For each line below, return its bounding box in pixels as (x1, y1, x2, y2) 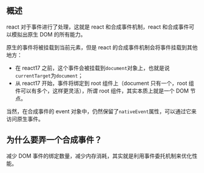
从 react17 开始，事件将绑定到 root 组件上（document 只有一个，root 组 (15, 79, 194, 86)
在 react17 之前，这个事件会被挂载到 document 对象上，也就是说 (15, 64, 170, 71)
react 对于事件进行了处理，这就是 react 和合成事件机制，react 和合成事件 (6, 23, 189, 30)
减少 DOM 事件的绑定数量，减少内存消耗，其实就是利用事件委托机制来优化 (6, 152, 192, 160)
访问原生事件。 (6, 115, 44, 122)
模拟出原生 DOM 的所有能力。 (11, 30, 86, 38)
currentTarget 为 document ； (15, 72, 84, 79)
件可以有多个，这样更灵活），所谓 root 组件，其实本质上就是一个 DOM (15, 87, 189, 94)
